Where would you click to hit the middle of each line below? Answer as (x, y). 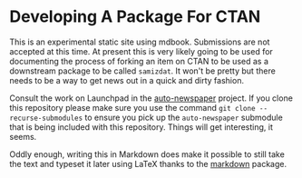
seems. (23, 136)
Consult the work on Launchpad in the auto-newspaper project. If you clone (151, 98)
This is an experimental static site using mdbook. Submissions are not (140, 42)
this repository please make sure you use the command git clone (132, 107)
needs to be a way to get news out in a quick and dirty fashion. (127, 80)
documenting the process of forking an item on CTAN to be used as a (139, 61)
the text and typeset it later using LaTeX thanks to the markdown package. (148, 163)
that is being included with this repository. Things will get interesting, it (141, 127)
